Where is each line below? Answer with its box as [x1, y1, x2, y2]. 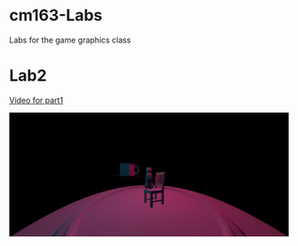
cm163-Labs [9, 5, 103, 26]
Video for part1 [9, 95, 64, 105]
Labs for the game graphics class [9, 35, 131, 45]
